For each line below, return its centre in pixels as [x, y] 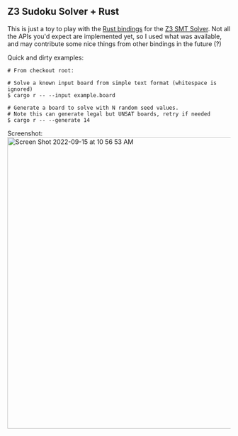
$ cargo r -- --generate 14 [49, 120]
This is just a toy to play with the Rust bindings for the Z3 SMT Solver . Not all [119, 28]
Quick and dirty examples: [45, 57]
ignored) [20, 89]
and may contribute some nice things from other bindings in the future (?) [114, 44]
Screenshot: [25, 133]
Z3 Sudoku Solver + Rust [63, 12]
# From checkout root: [41, 70]
